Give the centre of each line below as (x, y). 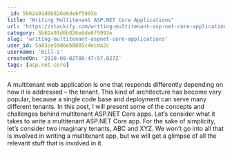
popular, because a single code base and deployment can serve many (107, 99)
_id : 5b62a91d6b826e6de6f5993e (52, 13)
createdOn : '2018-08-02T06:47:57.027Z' (65, 59)
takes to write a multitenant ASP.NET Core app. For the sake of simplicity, (112, 121)
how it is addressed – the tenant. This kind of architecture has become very (115, 92)
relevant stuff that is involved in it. (55, 143)
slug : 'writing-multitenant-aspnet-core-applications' (88, 39)
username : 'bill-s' (35, 52)
